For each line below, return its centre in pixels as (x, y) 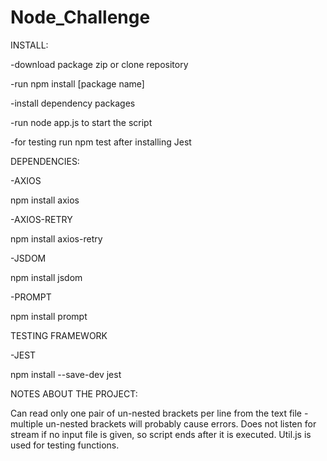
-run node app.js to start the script (81, 122)
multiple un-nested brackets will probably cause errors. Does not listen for (163, 423)
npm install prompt (49, 316)
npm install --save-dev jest (66, 374)
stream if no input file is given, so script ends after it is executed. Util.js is (161, 434)
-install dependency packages (73, 103)
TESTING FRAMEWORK (59, 335)
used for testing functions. (65, 445)
